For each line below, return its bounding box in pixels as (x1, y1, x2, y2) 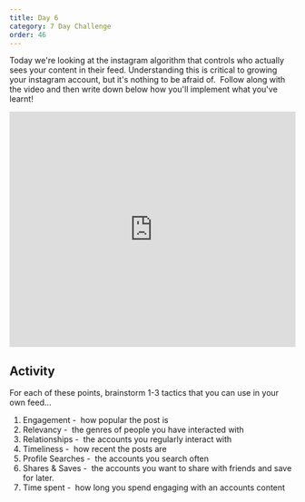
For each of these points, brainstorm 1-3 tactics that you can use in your (9, 388, 280, 399)
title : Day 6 (9, 13, 59, 23)
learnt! (9, 94, 34, 104)
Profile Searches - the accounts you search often (22, 453, 210, 464)
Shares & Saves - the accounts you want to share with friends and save (22, 463, 292, 474)
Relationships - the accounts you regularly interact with (22, 434, 232, 445)
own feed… (9, 397, 52, 408)
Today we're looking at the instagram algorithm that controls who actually (9, 55, 284, 66)
